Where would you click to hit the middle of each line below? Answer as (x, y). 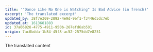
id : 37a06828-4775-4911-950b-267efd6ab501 (49, 27)
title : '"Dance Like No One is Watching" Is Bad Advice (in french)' (77, 9)
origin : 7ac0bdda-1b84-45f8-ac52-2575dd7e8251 (53, 32)
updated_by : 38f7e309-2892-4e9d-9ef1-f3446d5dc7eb (57, 18)
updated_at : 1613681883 (29, 23)
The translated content (28, 45)
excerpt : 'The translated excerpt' (41, 14)
